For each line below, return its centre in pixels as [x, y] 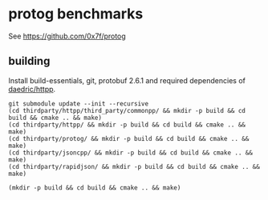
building [29, 61]
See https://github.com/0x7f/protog [67, 36]
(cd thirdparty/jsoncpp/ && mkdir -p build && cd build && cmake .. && [130, 153]
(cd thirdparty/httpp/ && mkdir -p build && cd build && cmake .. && [127, 125]
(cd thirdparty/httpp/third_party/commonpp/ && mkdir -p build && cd [127, 110]
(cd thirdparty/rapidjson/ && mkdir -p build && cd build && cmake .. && [134, 166]
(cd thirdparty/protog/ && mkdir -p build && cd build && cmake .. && [129, 138]
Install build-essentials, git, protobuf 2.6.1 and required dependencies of [127, 80]
